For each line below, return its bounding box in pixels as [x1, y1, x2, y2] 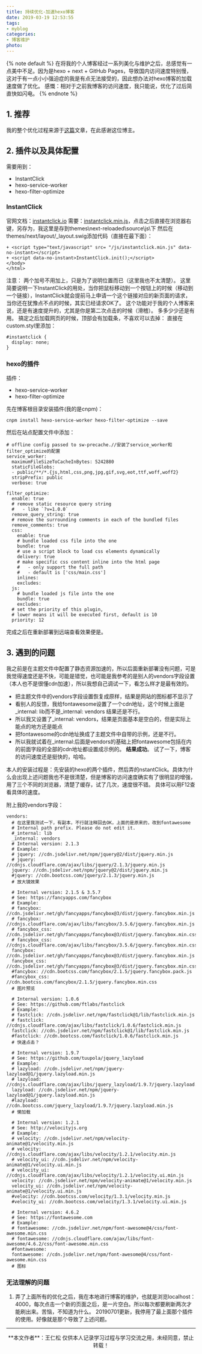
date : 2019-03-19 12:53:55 [6, 14, 74, 20]
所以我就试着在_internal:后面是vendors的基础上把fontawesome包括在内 [14, 738, 192, 745]
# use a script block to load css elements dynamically [17, 549, 161, 555]
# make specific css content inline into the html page [17, 559, 161, 565]
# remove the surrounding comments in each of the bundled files [11, 517, 179, 523]
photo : [6, 43, 23, 49]
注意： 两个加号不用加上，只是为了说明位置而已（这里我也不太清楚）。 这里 [6, 277, 191, 284]
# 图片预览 [11, 985, 35, 992]
